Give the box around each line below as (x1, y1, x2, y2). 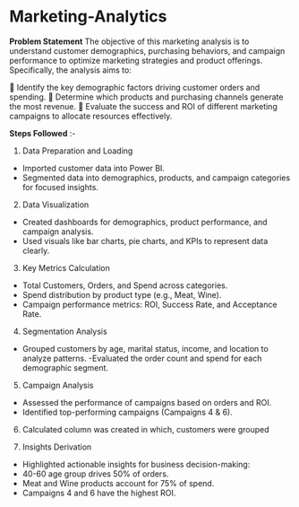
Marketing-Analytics (9, 6, 167, 27)
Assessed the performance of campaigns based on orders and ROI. (21, 397, 272, 407)
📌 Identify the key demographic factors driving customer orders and (9, 82, 261, 92)
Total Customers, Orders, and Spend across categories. (21, 280, 228, 291)
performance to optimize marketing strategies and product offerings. (9, 55, 263, 66)
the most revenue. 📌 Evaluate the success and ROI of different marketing (9, 101, 278, 111)
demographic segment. (21, 362, 109, 373)
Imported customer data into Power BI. (21, 162, 166, 173)
